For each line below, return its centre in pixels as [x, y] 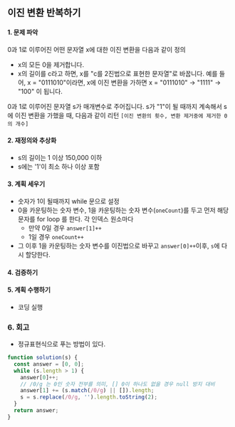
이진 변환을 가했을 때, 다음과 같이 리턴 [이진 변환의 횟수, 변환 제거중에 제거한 [118, 115]
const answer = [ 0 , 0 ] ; [49, 364]
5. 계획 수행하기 [29, 290]
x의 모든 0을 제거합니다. [51, 64]
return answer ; [36, 411]
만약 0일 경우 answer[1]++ [65, 228]
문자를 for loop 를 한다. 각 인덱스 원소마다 [75, 219]
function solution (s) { [43, 358]
